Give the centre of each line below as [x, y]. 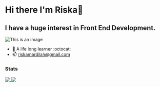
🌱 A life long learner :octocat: [41, 49]
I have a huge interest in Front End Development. [80, 28]
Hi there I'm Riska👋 [44, 10]
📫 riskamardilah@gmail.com [41, 54]
